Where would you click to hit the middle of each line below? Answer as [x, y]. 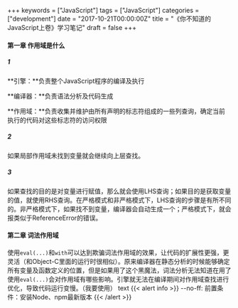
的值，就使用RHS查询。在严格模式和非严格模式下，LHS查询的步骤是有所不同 [119, 200]
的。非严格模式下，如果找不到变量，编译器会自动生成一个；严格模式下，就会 [119, 208]
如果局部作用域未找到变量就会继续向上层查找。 [76, 155]
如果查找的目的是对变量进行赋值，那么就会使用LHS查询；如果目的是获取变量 [119, 191]
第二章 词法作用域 [33, 235]
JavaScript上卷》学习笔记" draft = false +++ [72, 27]
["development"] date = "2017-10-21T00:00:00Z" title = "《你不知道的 [109, 18]
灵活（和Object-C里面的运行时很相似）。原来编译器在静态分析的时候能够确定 [119, 261]
